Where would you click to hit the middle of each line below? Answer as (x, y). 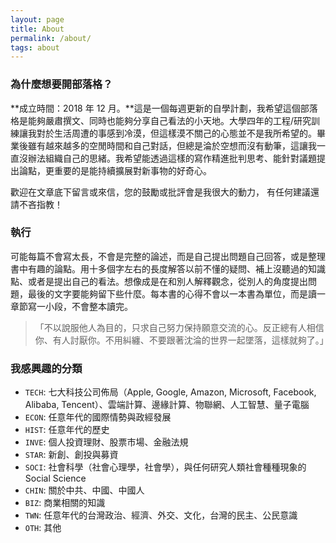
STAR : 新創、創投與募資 (71, 455)
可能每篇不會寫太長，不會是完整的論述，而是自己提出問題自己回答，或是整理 (168, 256)
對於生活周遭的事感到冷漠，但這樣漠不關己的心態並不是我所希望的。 (176, 133)
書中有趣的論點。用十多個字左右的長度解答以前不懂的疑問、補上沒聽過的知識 (168, 268)
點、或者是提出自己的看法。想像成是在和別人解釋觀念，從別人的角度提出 (159, 281)
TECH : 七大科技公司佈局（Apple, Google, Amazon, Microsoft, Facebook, (170, 392)
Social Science (55, 478)
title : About (37, 29)
